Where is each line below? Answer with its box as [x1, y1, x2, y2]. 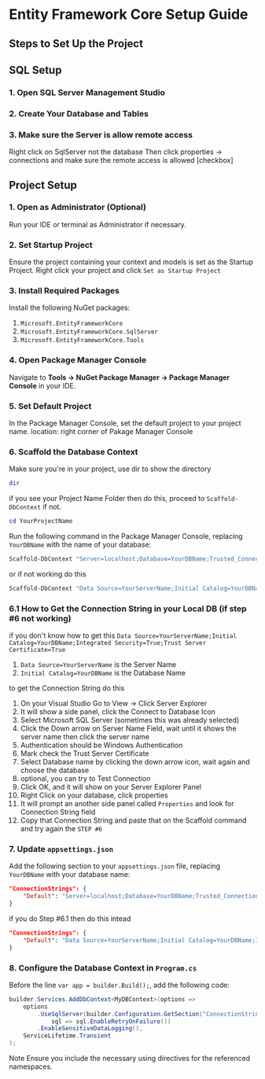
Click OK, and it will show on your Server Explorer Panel [20, 783, 201, 792]
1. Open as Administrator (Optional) [9, 202, 146, 213]
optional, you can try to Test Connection [20, 774, 151, 783]
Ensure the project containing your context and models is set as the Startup [9, 257, 254, 267]
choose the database [20, 765, 90, 775]
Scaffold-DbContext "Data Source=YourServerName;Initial [9, 584, 200, 592]
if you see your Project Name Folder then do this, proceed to [9, 494, 205, 503]
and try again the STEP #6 [20, 824, 103, 834]
